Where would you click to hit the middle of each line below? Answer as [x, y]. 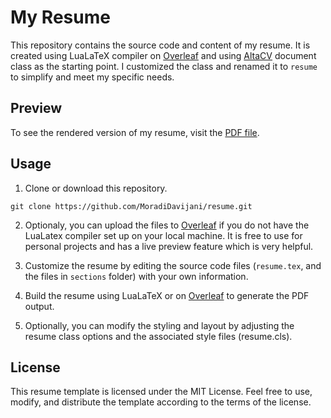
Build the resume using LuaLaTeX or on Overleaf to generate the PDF [167, 295]
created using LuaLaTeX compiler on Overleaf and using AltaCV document [163, 55]
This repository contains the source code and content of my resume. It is [160, 45]
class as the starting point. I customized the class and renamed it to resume [164, 66]
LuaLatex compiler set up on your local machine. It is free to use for [163, 235]
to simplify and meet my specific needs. [92, 77]
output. [39, 306]
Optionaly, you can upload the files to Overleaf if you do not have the [167, 225]
